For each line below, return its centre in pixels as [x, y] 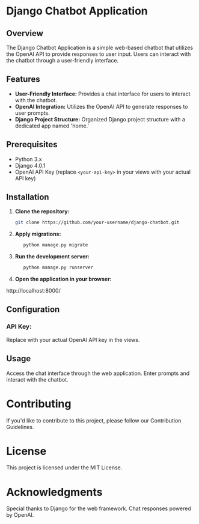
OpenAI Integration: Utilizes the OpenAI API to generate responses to [101, 106]
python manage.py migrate [56, 245]
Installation [28, 197]
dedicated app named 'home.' [52, 126]
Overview [25, 33]
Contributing [39, 404]
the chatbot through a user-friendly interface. [63, 60]
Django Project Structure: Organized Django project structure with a [100, 119]
